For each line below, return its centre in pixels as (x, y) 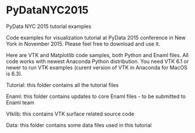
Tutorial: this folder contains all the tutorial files (62, 85)
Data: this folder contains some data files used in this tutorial (79, 125)
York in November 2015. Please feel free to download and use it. (83, 44)
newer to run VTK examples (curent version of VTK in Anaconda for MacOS (97, 67)
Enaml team (20, 102)
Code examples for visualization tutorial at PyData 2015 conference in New (96, 37)
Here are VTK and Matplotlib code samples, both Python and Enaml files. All (97, 55)
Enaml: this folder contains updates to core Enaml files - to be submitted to (96, 96)
